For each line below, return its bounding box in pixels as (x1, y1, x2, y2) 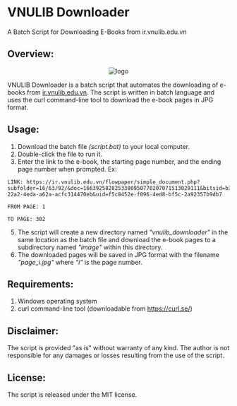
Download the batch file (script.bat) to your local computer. (17, 142, 190, 150)
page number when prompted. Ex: (17, 165, 117, 173)
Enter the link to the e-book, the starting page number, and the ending (17, 157, 221, 166)
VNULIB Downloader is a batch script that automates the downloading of (7, 80, 219, 89)
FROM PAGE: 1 (7, 203, 46, 210)
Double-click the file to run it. (17, 150, 103, 158)
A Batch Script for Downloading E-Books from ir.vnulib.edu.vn (7, 28, 187, 36)
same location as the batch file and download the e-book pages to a (17, 235, 217, 244)
